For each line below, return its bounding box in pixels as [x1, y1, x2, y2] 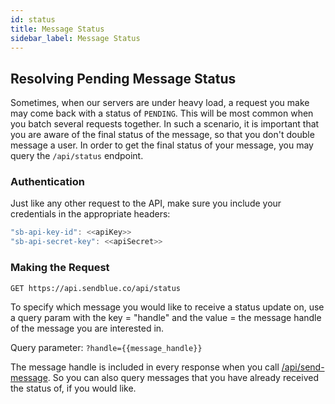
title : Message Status [10, 24, 105, 34]
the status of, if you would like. [10, 382, 137, 394]
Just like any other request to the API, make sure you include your [10, 197, 282, 210]
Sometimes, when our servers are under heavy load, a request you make [10, 97, 310, 109]
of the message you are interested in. [10, 322, 165, 334]
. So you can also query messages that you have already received [47, 371, 319, 383]
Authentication [10, 175, 85, 189]
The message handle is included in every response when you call [10, 361, 280, 373]
